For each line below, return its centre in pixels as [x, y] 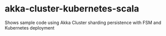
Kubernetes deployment [30, 27]
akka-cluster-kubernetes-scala [72, 9]
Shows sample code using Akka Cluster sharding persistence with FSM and [83, 22]
